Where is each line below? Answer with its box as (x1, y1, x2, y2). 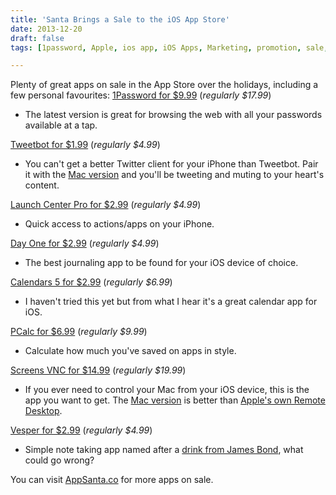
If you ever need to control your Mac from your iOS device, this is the (24, 384, 310, 396)
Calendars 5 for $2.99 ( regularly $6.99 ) (10, 276, 173, 288)
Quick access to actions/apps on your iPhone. (24, 218, 215, 230)
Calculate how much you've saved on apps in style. (24, 345, 237, 357)
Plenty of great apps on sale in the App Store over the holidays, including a (10, 79, 319, 91)
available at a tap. (24, 119, 98, 131)
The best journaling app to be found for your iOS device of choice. (24, 257, 299, 269)
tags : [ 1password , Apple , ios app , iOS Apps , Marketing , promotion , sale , (10, 42, 329, 53)
